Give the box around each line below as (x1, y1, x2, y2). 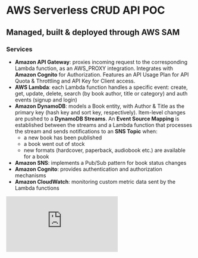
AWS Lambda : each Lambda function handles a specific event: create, (14, 84, 188, 91)
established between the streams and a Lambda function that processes (14, 121, 192, 128)
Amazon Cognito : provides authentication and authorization (14, 165, 162, 173)
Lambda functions (14, 184, 59, 192)
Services (6, 45, 33, 53)
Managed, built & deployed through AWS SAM (6, 27, 180, 37)
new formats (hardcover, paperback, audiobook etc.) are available (23, 146, 186, 154)
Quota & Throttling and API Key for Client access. (14, 77, 136, 84)
